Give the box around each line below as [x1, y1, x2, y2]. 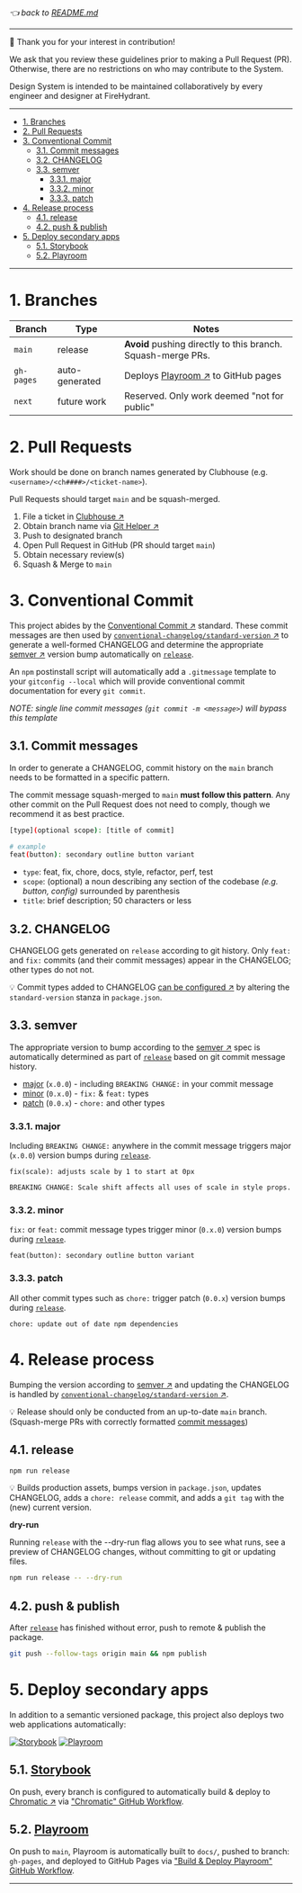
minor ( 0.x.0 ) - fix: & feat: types [22, 1088, 149, 1099]
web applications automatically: [9, 1718, 127, 1729]
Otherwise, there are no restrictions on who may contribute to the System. [9, 64, 284, 74]
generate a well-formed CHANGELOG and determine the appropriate [9, 639, 263, 650]
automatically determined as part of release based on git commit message [9, 1051, 286, 1062]
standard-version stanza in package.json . [9, 992, 163, 1003]
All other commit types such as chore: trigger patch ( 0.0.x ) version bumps [9, 1292, 286, 1303]
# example [9, 842, 47, 851]
